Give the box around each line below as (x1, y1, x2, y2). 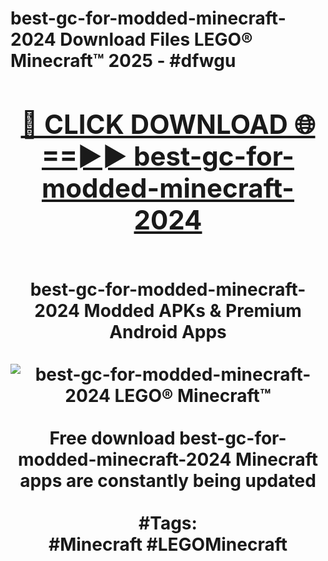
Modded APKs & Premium (83, 299, 302, 322)
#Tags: (138, 512, 198, 534)
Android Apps (109, 320, 227, 343)
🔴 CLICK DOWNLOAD (20, 107, 288, 141)
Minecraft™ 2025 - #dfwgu (10, 50, 237, 72)
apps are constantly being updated (19, 469, 317, 492)
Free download (49, 427, 176, 449)
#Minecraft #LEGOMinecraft (48, 533, 288, 556)
